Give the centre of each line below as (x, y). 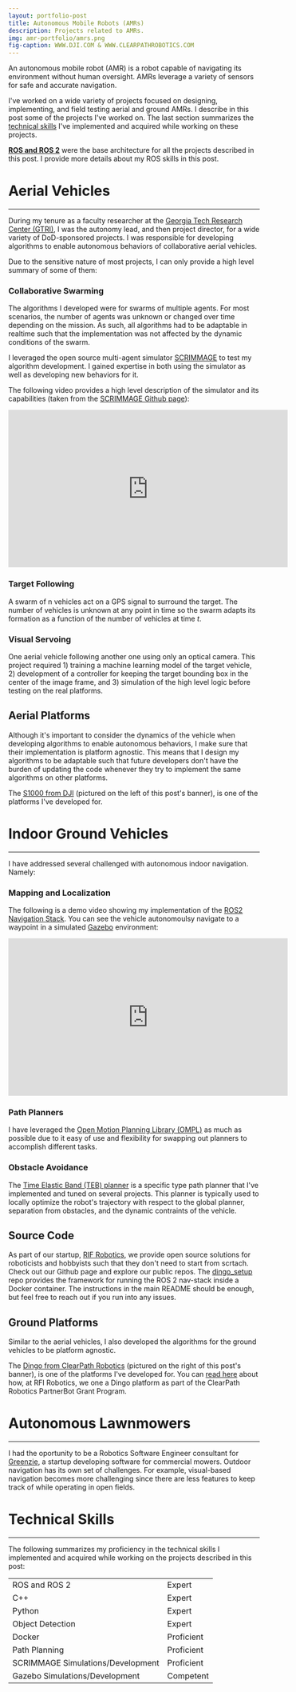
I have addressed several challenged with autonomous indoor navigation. (128, 863)
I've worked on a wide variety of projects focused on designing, (113, 101)
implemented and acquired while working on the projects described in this (130, 1558)
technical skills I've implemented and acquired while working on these (123, 126)
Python (26, 1611)
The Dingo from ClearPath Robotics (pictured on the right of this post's (125, 1366)
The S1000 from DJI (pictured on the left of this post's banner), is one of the (133, 793)
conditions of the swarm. (49, 342)
